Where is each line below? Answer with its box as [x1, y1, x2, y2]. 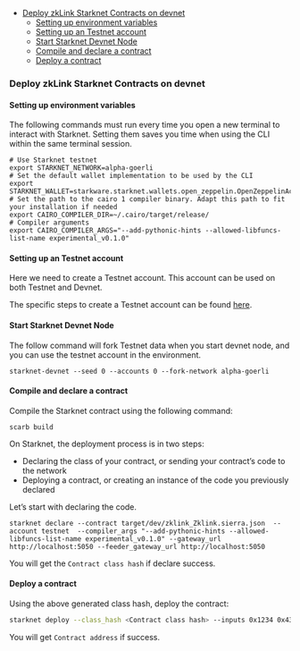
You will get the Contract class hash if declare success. [9, 558, 216, 569]
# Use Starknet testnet [9, 156, 98, 165]
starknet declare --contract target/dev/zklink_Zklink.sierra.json [9, 519, 266, 528]
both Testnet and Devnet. [9, 282, 103, 293]
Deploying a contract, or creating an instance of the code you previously [21, 474, 289, 486]
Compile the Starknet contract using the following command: [9, 405, 234, 416]
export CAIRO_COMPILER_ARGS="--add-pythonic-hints [9, 226, 202, 235]
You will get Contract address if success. [9, 631, 161, 642]
